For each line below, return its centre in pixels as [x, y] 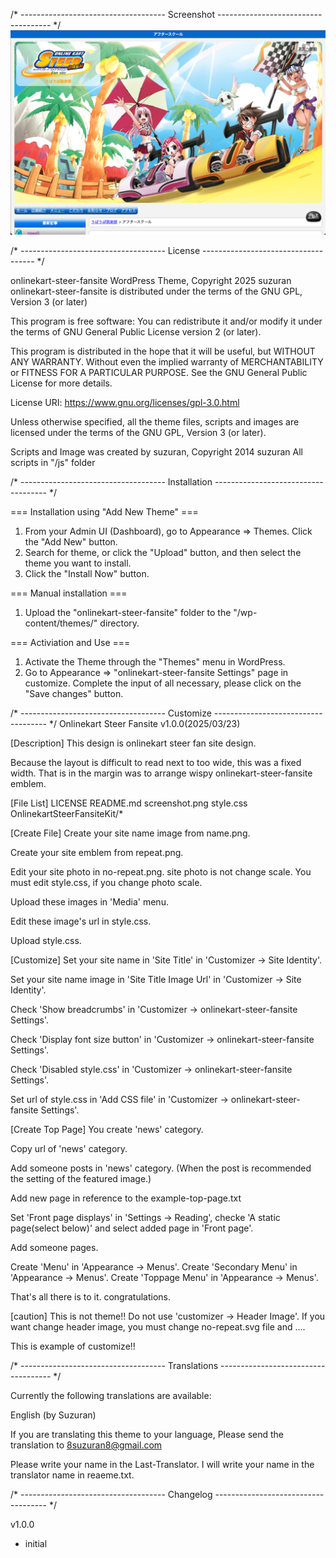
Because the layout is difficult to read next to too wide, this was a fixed [156, 763]
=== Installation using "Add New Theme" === [104, 512]
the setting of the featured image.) [81, 1179]
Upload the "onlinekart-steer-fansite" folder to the [128, 613]
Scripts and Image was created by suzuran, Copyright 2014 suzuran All [156, 452]
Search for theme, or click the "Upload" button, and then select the [163, 553]
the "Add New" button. [71, 542]
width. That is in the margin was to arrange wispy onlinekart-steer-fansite [161, 773]
